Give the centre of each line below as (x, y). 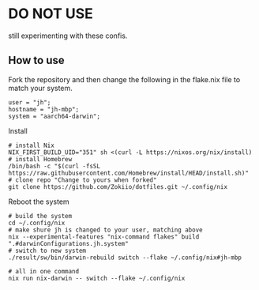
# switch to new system (47, 250)
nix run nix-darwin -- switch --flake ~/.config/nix (97, 278)
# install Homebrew (40, 159)
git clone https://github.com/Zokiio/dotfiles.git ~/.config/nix (118, 186)
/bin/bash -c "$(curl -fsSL (54, 166)
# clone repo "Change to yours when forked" (83, 180)
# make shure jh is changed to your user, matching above (105, 230)
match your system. (40, 88)
